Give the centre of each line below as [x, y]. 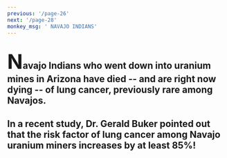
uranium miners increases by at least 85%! [101, 146]
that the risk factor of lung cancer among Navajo [114, 135]
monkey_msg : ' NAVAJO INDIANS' [52, 26]
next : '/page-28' [32, 20]
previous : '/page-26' [38, 13]
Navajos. [27, 100]
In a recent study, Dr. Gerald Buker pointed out [109, 124]
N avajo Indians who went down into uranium [109, 61]
